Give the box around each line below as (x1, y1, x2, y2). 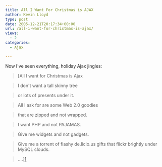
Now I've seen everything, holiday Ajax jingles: (5, 63, 102, 69)
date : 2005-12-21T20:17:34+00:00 (5, 21, 76, 27)
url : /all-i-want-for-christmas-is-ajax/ (5, 26, 94, 31)
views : (5, 31, 19, 36)
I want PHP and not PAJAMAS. (17, 121, 81, 127)
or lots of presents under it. (17, 92, 75, 98)
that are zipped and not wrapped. (17, 112, 87, 118)
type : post (5, 17, 28, 22)
